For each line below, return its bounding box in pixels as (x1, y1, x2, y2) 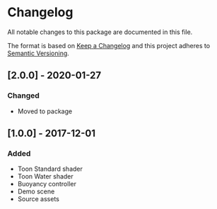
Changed (7, 91, 40, 101)
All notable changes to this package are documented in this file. (7, 28, 193, 36)
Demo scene (17, 187, 55, 196)
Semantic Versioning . (7, 49, 69, 57)
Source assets (17, 195, 60, 203)
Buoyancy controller (17, 180, 76, 188)
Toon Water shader (17, 172, 74, 181)
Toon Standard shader (17, 164, 83, 174)
